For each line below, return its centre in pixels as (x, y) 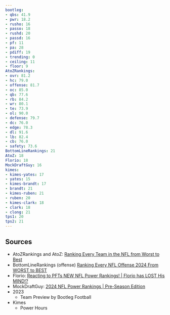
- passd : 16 (18, 38)
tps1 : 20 (14, 217)
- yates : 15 (18, 179)
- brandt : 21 (19, 189)
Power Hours (34, 308)
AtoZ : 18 (14, 156)
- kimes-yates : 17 (25, 174)
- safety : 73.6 (21, 146)
